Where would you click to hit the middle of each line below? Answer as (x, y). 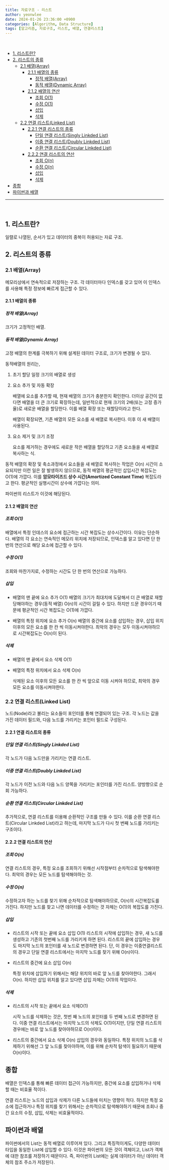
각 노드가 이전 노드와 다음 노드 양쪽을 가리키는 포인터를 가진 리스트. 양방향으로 (82, 784)
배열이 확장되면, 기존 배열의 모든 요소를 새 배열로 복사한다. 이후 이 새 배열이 (86, 420)
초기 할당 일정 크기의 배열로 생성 (44, 375)
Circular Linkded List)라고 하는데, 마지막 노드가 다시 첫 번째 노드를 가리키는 (85, 823)
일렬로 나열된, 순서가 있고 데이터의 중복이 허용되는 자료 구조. (64, 237)
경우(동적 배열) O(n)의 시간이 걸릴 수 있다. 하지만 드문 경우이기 (96, 604)
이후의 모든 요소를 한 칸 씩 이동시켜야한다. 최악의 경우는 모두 (71, 627)
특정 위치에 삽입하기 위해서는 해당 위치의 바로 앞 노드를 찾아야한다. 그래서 (84, 973)
